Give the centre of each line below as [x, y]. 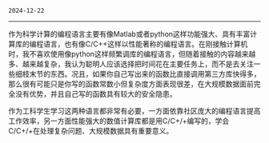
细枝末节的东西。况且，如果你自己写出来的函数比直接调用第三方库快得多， [138, 74]
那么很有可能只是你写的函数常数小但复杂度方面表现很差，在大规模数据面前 [131, 84]
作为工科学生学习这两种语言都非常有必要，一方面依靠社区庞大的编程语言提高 [134, 111]
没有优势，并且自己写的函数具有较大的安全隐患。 [96, 94]
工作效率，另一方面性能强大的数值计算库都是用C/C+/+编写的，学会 [119, 121]
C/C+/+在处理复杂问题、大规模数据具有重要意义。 [91, 131]
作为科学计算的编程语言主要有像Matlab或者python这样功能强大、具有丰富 [129, 34]
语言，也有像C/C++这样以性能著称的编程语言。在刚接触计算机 [145, 44]
